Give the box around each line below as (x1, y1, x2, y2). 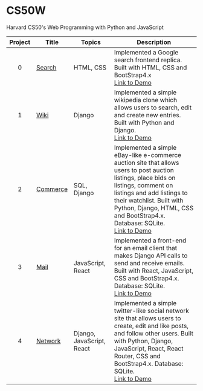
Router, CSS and (114, 352, 161, 360)
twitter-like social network (114, 306, 189, 315)
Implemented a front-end (114, 236, 187, 245)
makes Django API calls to (114, 251, 188, 260)
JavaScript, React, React (114, 344, 184, 352)
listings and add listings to (114, 189, 188, 197)
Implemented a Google (114, 48, 179, 56)
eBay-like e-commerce (114, 150, 182, 159)
